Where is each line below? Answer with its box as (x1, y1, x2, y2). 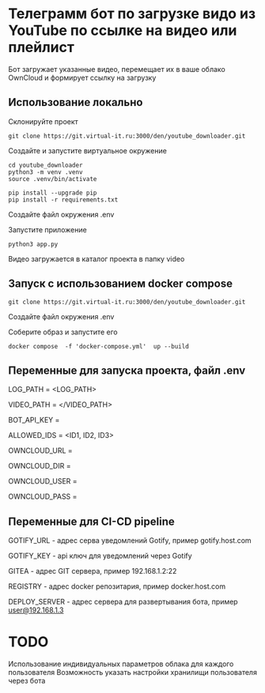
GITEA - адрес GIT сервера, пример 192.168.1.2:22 (8, 567, 177, 576)
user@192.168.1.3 (8, 605, 64, 615)
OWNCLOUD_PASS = (8, 492, 78, 502)
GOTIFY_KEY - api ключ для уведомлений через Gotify (8, 551, 192, 561)
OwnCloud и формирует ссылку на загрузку (8, 73, 157, 82)
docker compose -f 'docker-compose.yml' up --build (8, 342, 190, 350)
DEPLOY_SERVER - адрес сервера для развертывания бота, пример (8, 597, 239, 607)
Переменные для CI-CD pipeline (8, 514, 176, 528)
